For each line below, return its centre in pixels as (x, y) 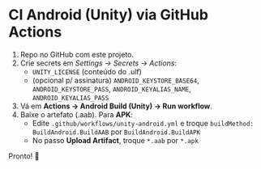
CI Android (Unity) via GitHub (109, 15)
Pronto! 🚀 (24, 156)
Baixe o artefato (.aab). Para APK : (77, 114)
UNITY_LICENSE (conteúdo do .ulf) (87, 71)
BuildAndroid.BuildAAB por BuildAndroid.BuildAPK (116, 132)
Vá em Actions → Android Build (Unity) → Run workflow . (116, 106)
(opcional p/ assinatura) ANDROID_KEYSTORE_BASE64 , (116, 80)
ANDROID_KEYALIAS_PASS (71, 98)
